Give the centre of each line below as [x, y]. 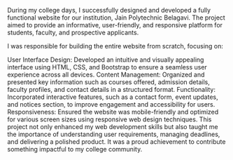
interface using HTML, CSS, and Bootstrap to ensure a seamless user [107, 67]
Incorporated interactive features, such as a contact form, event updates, [113, 97]
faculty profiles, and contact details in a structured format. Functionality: [111, 89]
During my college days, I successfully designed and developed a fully [109, 10]
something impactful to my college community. [75, 149]
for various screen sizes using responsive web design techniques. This [110, 119]
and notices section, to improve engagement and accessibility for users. [111, 104]
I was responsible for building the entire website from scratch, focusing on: [115, 46]
